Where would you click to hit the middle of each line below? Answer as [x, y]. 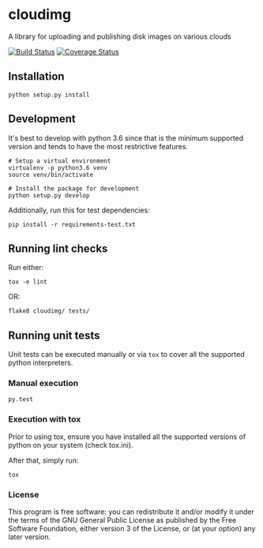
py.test [21, 400]
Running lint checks [58, 248]
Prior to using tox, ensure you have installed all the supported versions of [127, 437]
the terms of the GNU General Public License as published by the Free [122, 520]
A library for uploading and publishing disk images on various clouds [120, 36]
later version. [30, 537]
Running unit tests [54, 335]
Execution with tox [45, 419]
